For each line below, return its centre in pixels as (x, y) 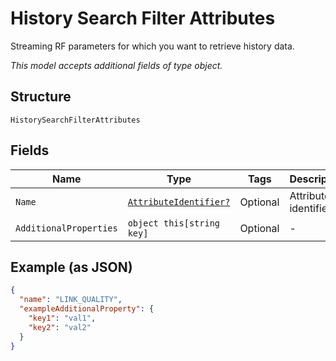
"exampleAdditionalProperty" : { (87, 309)
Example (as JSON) (71, 267)
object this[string (174, 223)
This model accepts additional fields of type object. (116, 65)
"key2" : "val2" (60, 327)
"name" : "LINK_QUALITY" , (71, 300)
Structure (41, 97)
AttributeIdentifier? (179, 201)
